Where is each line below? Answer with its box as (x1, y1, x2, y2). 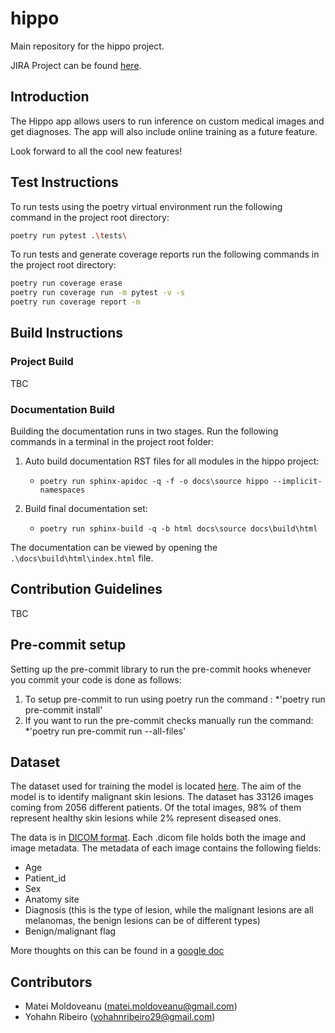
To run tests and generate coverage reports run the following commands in (10, 248, 320, 261)
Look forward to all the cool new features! (10, 145, 183, 157)
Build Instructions (10, 325, 124, 342)
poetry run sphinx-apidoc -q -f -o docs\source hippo (39, 477, 269, 487)
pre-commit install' (24, 703, 103, 716)
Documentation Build (10, 402, 115, 416)
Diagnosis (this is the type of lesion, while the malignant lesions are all (24, 904, 314, 916)
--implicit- (272, 477, 323, 487)
